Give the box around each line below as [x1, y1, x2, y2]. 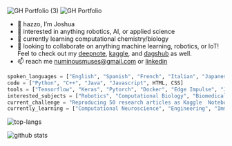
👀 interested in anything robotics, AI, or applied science [17, 28, 175, 35]
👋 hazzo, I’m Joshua [17, 20, 75, 28]
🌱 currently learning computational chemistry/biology [17, 35, 169, 43]
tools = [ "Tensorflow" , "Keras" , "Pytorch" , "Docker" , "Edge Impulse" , [7, 86, 217, 93]
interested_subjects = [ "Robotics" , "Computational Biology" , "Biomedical [7, 92, 227, 100]
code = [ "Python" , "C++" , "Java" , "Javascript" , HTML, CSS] [7, 80, 184, 86]
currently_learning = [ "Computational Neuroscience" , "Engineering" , [7, 105, 212, 112]
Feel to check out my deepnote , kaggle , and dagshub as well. [17, 49, 192, 57]
